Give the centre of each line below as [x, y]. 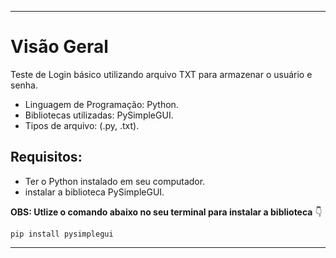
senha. [24, 85]
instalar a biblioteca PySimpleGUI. [94, 192]
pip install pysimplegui [62, 234]
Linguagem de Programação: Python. [101, 104]
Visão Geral [59, 47]
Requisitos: [46, 157]
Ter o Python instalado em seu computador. [115, 181]
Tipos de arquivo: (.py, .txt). [82, 125]
